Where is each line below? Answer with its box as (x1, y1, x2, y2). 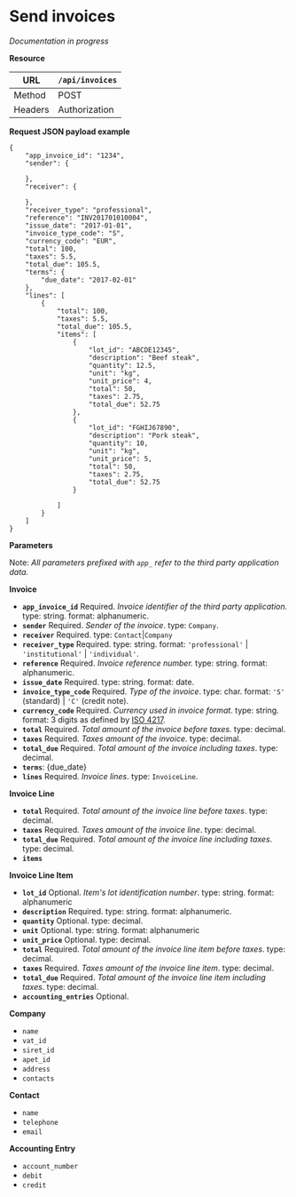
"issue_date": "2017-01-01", (25, 220, 133, 230)
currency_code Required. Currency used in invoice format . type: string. (21, 705, 279, 715)
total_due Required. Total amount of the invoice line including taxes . (21, 834, 273, 844)
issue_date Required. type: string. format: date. (21, 676, 195, 687)
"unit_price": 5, (88, 454, 152, 463)
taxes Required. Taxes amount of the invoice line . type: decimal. (21, 824, 257, 834)
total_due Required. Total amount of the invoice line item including (21, 971, 266, 983)
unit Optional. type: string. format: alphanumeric (21, 924, 200, 935)
